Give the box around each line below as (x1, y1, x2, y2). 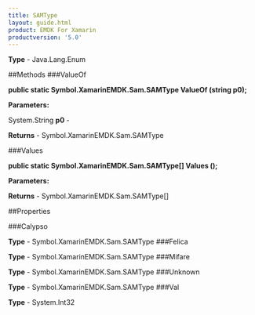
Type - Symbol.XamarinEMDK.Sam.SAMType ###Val (8, 283, 180, 292)
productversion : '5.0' (8, 33, 82, 42)
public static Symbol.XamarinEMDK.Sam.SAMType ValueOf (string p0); (8, 85, 247, 95)
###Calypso (8, 222, 49, 231)
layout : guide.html (8, 19, 72, 27)
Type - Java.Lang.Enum (8, 55, 86, 64)
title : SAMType (8, 11, 58, 20)
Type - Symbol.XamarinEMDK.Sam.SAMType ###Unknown (8, 267, 200, 277)
